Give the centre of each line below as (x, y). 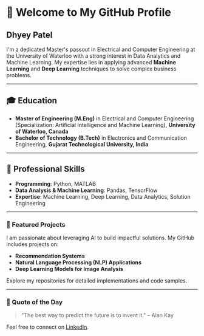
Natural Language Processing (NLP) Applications (78, 262)
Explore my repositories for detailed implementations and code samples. (97, 280)
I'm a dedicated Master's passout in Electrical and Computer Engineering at (101, 49)
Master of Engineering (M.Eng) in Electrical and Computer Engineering (104, 118)
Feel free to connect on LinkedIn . (48, 327)
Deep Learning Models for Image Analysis (69, 269)
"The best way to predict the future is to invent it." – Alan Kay (97, 315)
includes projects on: (32, 244)
